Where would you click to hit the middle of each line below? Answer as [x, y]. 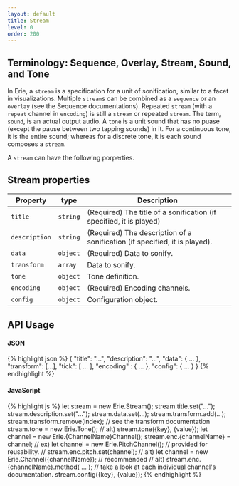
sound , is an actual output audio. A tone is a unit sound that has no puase [114, 121]
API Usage [31, 325]
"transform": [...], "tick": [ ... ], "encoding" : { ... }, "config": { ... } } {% [108, 366]
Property [31, 200]
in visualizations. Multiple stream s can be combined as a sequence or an [111, 99]
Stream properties [49, 180]
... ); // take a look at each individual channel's [149, 467]
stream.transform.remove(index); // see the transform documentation [109, 421]
